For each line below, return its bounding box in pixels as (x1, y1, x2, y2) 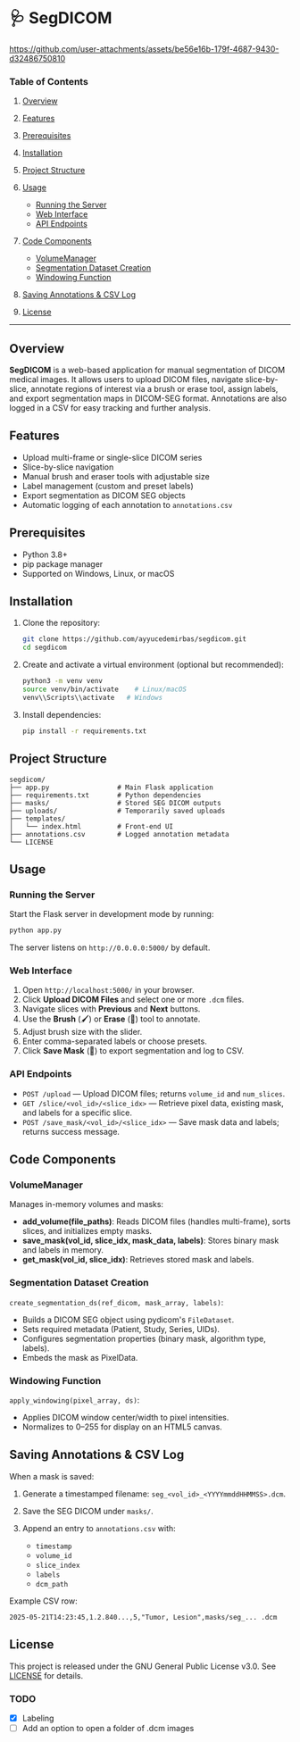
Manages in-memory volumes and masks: (9, 1199, 163, 1210)
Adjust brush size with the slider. (21, 1027, 143, 1038)
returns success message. (21, 1126, 121, 1137)
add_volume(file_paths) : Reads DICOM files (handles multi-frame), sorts (21, 1216, 291, 1227)
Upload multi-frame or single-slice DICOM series (21, 452, 203, 463)
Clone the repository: (21, 618, 101, 629)
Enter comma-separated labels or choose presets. (21, 1036, 207, 1046)
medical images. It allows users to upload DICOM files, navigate (9, 374, 244, 385)
